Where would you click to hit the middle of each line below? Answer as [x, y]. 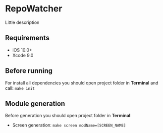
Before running [29, 71]
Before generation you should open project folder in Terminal [68, 116]
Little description [22, 22]
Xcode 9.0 [23, 55]
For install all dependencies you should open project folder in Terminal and [82, 83]
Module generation [35, 103]
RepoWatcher [34, 9]
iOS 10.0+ [22, 50]
